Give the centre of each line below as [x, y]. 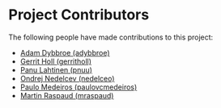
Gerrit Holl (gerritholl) [55, 61]
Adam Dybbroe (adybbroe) [65, 52]
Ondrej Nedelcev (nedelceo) [67, 78]
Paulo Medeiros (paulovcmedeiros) [79, 87]
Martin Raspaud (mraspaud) [67, 95]
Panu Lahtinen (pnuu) [56, 69]
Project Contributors [79, 15]
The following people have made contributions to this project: [111, 37]
